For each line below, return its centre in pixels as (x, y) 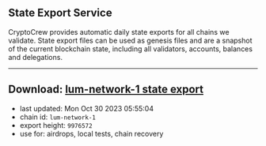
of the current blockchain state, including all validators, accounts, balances (131, 49)
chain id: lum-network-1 (58, 117)
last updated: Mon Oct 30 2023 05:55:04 (87, 108)
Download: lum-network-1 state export (106, 90)
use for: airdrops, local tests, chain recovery (91, 133)
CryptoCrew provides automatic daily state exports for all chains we (119, 32)
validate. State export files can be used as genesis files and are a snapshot (130, 40)
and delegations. (36, 57)
